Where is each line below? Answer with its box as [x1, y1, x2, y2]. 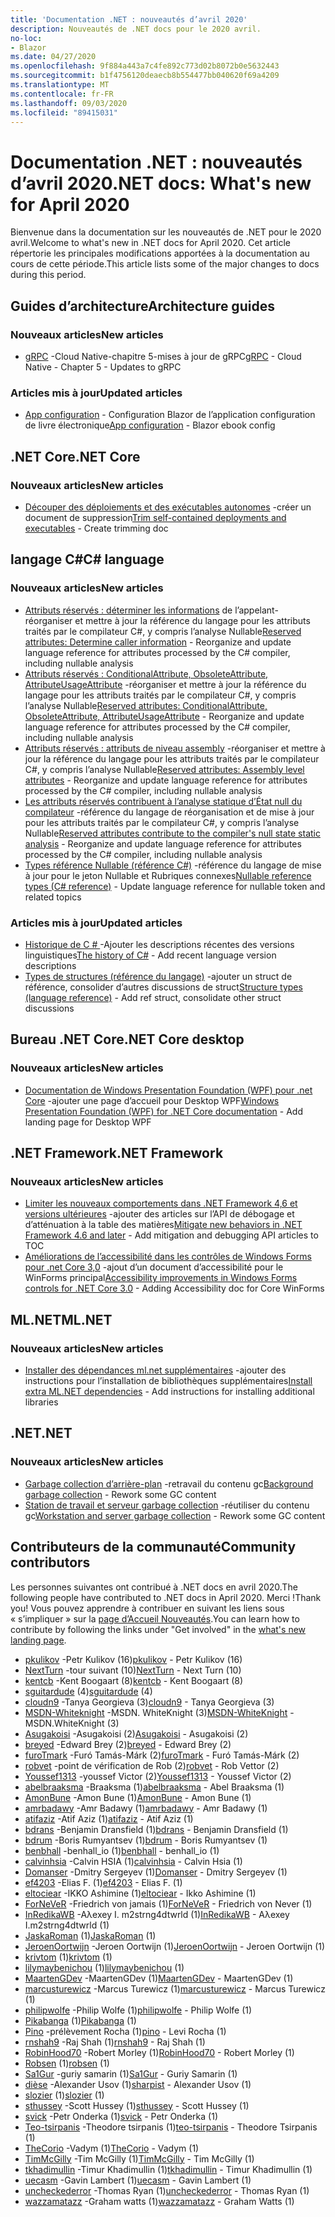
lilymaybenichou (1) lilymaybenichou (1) [24, 1961, 185, 1973]
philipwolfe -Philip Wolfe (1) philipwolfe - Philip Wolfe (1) [24, 2004, 253, 2016]
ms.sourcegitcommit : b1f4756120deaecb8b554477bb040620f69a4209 [10, 71, 280, 81]
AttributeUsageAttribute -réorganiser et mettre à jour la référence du [24, 678, 307, 690]
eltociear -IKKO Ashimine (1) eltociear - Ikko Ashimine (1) [24, 1887, 257, 1899]
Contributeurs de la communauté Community [10, 1539, 297, 1556]
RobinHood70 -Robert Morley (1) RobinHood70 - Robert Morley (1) [24, 2046, 295, 2058]
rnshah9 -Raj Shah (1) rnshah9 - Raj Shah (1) [24, 2036, 206, 2048]
